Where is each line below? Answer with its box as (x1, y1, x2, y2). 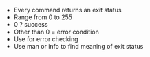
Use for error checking (13, 35, 78, 43)
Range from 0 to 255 (13, 13, 73, 21)
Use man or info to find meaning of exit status (13, 43, 144, 50)
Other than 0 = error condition (13, 27, 100, 36)
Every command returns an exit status (13, 6, 122, 14)
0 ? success (13, 21, 48, 28)
